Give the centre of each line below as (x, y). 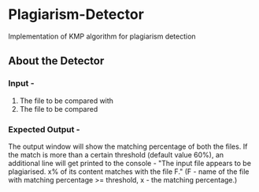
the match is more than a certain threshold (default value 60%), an (116, 154)
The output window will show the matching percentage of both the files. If (128, 146)
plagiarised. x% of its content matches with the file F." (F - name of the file (129, 172)
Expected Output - (44, 129)
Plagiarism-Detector (76, 15)
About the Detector (56, 61)
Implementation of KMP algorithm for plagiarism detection (102, 36)
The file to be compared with (67, 101)
